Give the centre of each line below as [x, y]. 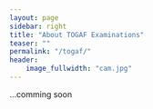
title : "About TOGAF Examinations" [77, 35]
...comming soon [41, 94]
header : [24, 60]
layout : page [34, 18]
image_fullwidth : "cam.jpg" [79, 69]
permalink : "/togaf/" [51, 52]
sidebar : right [38, 26]
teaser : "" [30, 43]
